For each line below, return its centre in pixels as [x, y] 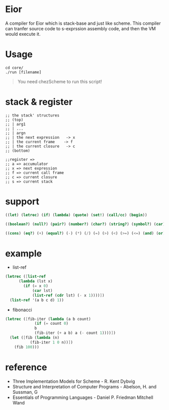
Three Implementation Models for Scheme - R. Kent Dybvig [74, 381]
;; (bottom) [18, 151]
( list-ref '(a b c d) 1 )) [37, 300]
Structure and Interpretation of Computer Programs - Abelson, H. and [84, 386]
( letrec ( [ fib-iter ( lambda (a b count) [48, 319]
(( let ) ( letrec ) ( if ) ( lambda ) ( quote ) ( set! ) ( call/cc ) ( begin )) [76, 215]
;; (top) [14, 120]
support [22, 201]
